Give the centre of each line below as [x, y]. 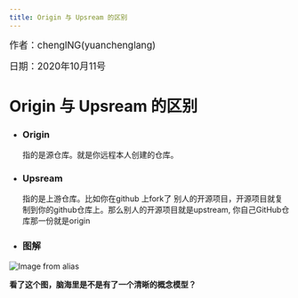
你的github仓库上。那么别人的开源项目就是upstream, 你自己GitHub [160, 210]
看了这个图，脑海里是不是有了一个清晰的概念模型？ [103, 284]
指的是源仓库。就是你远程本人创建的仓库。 [100, 155]
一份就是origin [64, 221]
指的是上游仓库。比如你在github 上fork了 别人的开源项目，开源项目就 [149, 199]
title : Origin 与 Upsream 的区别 [68, 17]
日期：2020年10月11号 [58, 66]
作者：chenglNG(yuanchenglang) [83, 45]
